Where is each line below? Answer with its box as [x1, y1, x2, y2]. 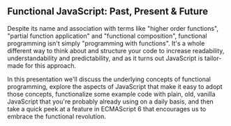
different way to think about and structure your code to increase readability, [7, 46, 225, 55]
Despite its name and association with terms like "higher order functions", [7, 24, 218, 32]
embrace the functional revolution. [7, 112, 106, 120]
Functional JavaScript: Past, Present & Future [7, 6, 208, 17]
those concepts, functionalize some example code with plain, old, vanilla [7, 90, 216, 98]
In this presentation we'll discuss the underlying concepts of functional [7, 75, 211, 83]
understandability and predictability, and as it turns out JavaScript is [7, 54, 204, 62]
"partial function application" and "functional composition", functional [7, 31, 207, 40]
